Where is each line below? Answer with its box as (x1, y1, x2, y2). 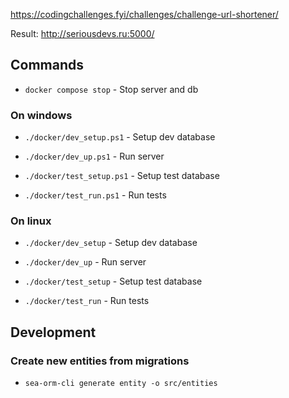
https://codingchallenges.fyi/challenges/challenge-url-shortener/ (10, 9, 279, 20)
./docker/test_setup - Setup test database (24, 275, 203, 288)
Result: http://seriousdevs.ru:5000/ (10, 28, 155, 39)
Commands (10, 57, 85, 74)
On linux (10, 214, 52, 228)
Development (10, 324, 97, 341)
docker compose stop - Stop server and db (24, 83, 199, 95)
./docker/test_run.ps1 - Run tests (24, 189, 167, 201)
